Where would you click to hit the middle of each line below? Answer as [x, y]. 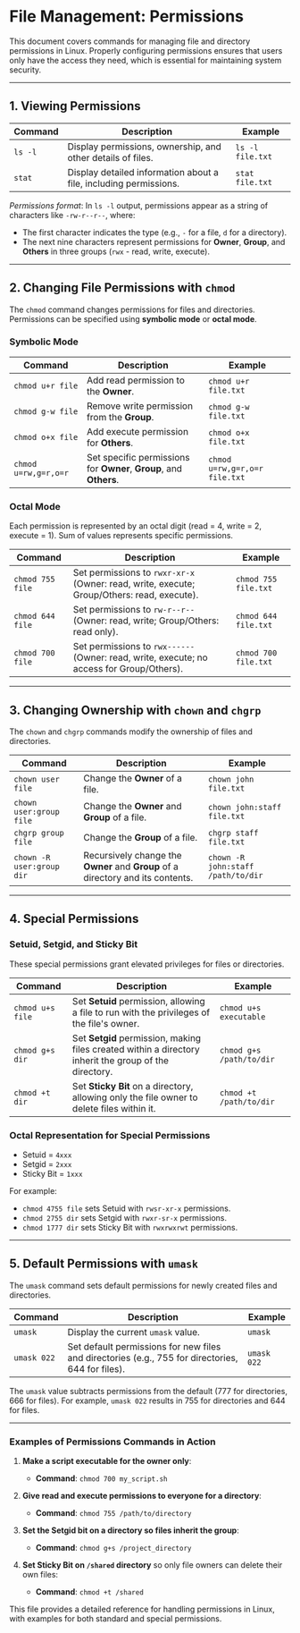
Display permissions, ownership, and [144, 147]
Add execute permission [137, 431]
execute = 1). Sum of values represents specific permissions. [121, 536]
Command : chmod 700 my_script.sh [101, 1478]
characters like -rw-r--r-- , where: [72, 215]
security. [25, 70]
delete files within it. [114, 1108]
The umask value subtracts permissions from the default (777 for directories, [149, 1391]
